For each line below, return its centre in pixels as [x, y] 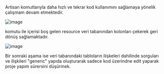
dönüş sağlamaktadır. [27, 37]
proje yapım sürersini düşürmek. [38, 66]
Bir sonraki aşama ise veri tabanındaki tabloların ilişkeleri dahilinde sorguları [82, 56]
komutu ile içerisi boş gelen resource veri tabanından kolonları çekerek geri [82, 31]
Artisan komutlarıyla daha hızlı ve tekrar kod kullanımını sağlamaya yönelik [80, 7]
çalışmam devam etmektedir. [34, 12]
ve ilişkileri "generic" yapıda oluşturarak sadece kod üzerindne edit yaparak [82, 61]
